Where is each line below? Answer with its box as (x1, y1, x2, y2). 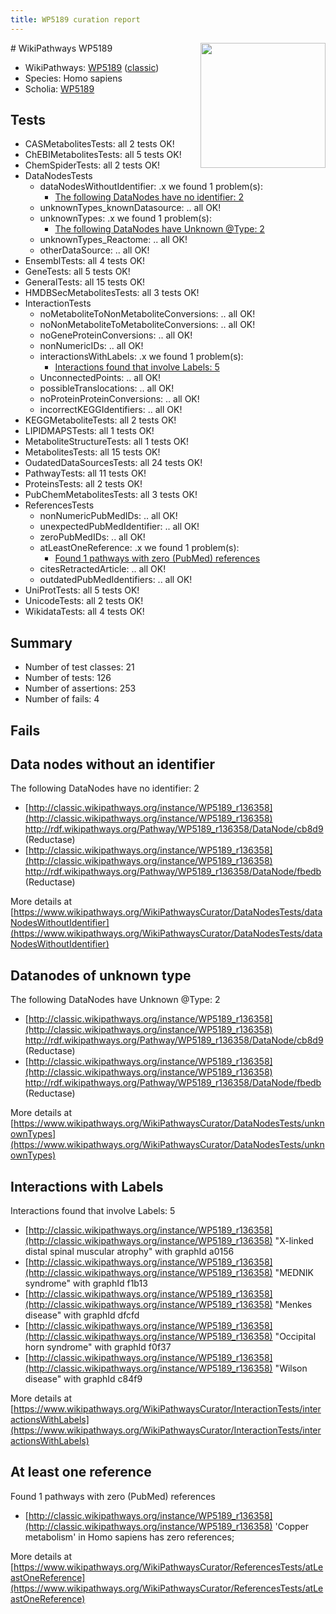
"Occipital (274, 1331, 317, 1343)
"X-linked (274, 1235, 314, 1247)
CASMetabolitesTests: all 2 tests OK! (24, 138, 175, 150)
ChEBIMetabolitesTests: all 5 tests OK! (24, 149, 182, 161)
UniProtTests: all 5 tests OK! (24, 584, 140, 596)
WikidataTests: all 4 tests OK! (24, 606, 145, 618)
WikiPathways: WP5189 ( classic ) (24, 61, 160, 73)
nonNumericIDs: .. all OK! (39, 340, 144, 352)
